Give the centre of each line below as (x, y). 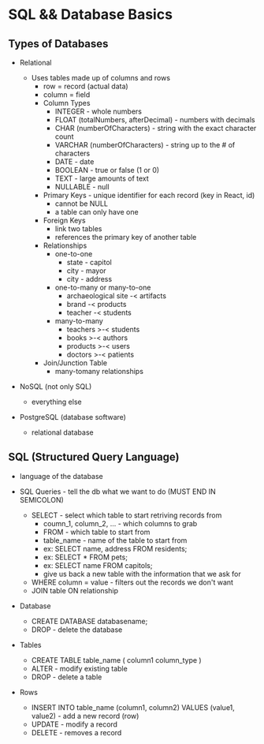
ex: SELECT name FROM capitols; (98, 565)
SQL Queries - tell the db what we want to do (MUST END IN (118, 492)
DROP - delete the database (77, 630)
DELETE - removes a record (76, 732)
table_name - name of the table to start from (115, 540)
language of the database (61, 476)
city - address (89, 279)
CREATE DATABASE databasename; (89, 621)
